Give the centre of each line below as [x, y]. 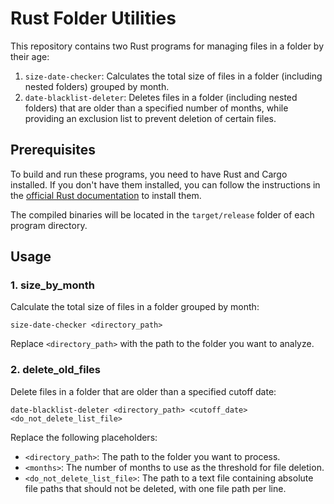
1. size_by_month [52, 285]
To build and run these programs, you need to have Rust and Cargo [149, 174]
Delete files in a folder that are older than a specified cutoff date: [143, 391]
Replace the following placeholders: [84, 437]
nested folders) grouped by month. [97, 86]
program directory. [49, 225]
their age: [30, 56]
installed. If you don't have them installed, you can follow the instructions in [165, 184]
